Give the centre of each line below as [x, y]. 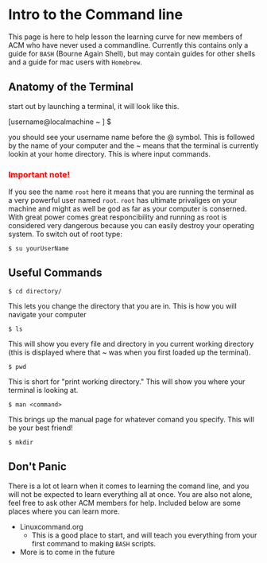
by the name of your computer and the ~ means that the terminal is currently [133, 146]
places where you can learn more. [64, 511]
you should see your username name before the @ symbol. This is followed [132, 137]
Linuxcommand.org [51, 526]
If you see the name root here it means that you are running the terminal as [131, 192]
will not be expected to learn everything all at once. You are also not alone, [130, 494]
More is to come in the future [67, 552]
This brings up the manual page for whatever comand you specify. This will [131, 419]
